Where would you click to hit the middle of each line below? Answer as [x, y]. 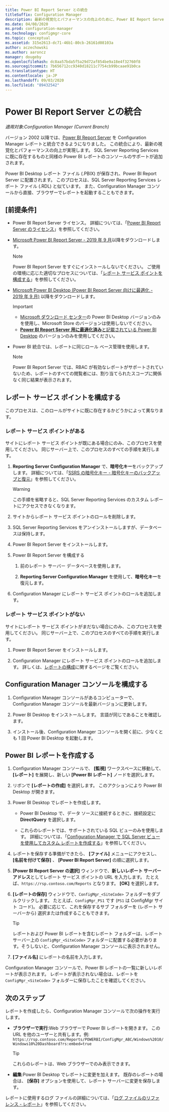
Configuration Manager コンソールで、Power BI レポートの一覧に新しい [79, 968]
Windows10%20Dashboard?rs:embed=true [52, 1044]
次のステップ [25, 998]
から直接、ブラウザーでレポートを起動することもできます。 [75, 192]
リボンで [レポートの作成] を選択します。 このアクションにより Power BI [87, 785]
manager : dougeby [23, 57]
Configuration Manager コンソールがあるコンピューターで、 [74, 698]
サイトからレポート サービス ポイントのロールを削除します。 [75, 517]
